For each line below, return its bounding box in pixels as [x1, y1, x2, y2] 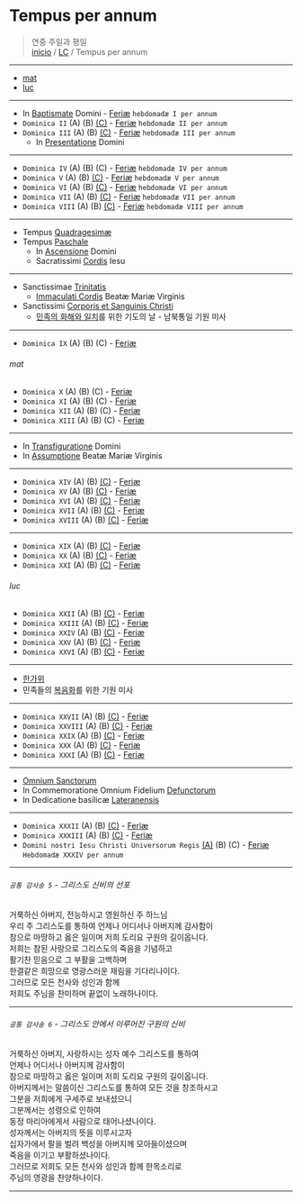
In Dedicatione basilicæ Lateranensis [22, 795, 160, 805]
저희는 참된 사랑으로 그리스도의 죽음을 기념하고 [9, 942, 173, 953]
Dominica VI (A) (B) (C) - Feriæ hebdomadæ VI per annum [22, 181, 227, 192]
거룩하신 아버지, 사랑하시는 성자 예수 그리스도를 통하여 [9, 1048, 200, 1059]
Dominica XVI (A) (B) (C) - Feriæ [22, 496, 141, 506]
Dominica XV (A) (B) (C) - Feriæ [22, 486, 137, 496]
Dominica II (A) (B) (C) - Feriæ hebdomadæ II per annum [22, 117, 227, 128]
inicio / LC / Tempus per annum [31, 46, 148, 57]
